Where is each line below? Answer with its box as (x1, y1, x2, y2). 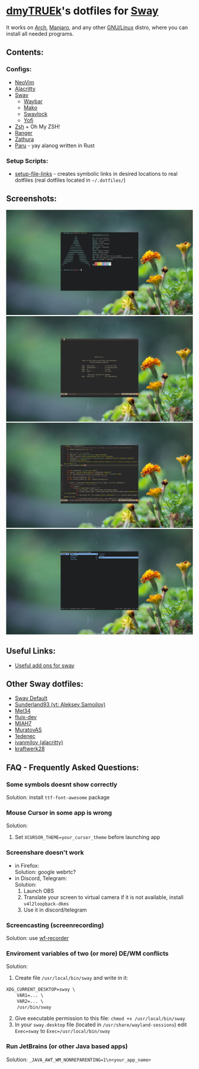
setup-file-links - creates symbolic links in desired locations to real (14, 170, 178, 177)
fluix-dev (14, 714, 37, 721)
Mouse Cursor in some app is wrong (6, 808, 113, 816)
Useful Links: (6, 646, 56, 656)
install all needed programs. (6, 30, 74, 37)
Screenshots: (6, 194, 57, 204)
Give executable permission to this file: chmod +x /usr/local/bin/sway (14, 1015, 185, 1022)
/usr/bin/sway (17, 1004, 52, 1011)
